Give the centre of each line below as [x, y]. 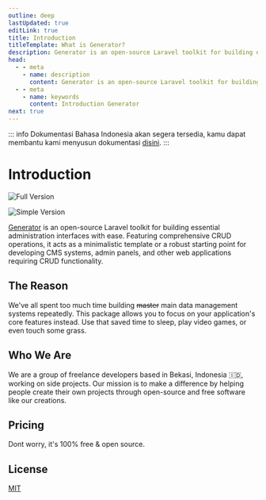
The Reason [38, 286]
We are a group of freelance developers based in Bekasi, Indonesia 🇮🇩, [126, 375]
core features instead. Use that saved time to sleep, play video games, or [127, 321]
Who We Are [40, 355]
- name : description [56, 75]
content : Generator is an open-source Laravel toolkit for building [144, 82]
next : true [26, 112]
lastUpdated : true [38, 23]
